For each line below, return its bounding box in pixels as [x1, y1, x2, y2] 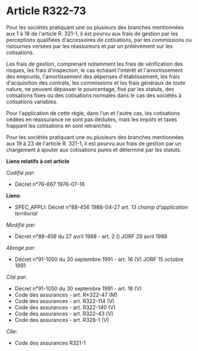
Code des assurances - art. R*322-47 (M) [14, 291, 118, 298]
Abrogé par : [6, 244, 35, 251]
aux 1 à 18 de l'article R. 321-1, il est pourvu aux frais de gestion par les [6, 30, 178, 37]
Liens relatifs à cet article [6, 157, 70, 165]
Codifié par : [6, 169, 35, 176]
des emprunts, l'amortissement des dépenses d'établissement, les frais [6, 73, 180, 80]
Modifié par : [6, 221, 37, 228]
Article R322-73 [6, 4, 87, 18]
